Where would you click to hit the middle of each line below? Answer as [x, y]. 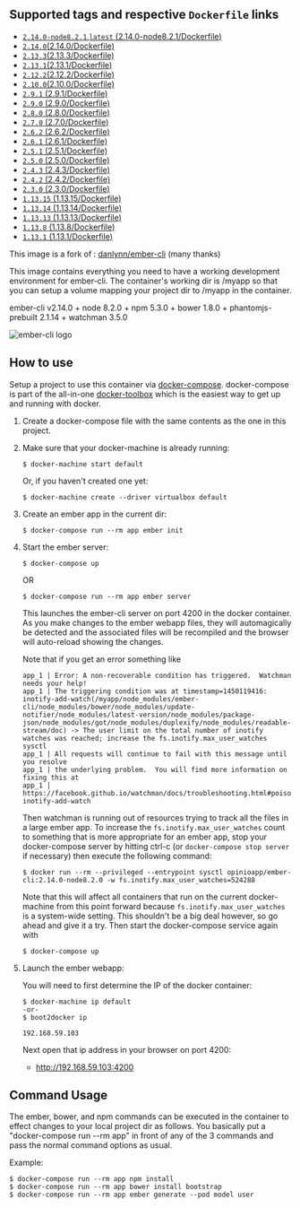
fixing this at [51, 778]
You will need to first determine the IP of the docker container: [137, 985]
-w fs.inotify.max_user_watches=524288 [181, 880]
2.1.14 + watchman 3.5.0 [84, 317]
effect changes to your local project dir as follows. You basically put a [137, 1126]
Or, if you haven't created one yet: [85, 481]
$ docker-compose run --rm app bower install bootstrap [116, 1187]
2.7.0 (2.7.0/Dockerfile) [65, 122]
